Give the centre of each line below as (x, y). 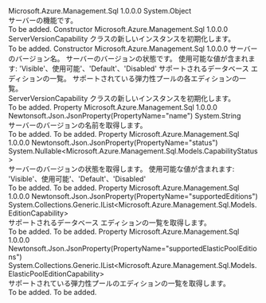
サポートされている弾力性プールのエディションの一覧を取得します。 (119, 283)
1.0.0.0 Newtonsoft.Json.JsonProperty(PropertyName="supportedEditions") (133, 196)
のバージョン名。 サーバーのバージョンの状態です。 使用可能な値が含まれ (128, 58)
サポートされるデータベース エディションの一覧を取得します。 (110, 223)
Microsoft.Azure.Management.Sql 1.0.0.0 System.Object (100, 11)
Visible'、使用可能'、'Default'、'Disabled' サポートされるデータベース (135, 68)
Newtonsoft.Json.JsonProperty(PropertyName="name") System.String (125, 116)
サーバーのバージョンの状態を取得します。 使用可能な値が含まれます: (121, 169)
